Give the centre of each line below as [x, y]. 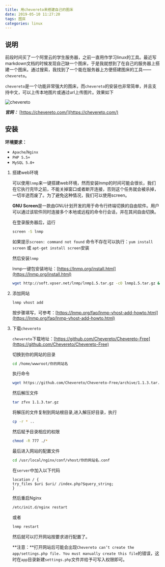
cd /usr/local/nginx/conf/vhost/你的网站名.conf [61, 460]
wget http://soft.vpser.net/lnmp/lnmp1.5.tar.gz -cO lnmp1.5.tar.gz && [87, 283]
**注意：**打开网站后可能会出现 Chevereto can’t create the [73, 547]
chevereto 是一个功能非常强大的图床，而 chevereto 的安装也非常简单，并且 [79, 86]
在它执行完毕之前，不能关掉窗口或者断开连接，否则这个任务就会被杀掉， [85, 189]
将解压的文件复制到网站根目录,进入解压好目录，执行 [64, 412]
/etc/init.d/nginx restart [40, 507]
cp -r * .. [23, 422]
